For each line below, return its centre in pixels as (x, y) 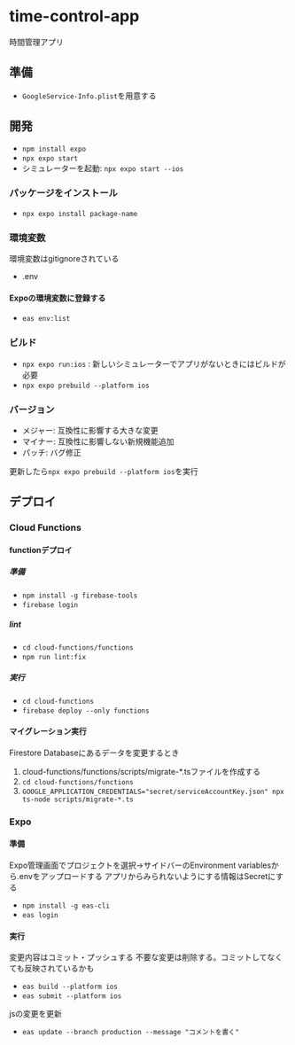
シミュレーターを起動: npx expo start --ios (103, 168)
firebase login (50, 604)
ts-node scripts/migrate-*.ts (78, 799)
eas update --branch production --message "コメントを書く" (130, 1033)
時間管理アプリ (36, 42)
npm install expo (54, 149)
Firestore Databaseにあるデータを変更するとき (94, 753)
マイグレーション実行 (48, 731)
